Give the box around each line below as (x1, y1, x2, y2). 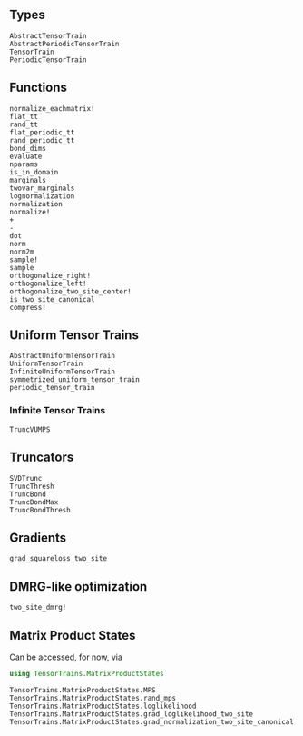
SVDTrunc (9, 473, 43, 482)
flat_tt (9, 112, 39, 121)
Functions (9, 80, 68, 95)
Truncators (9, 450, 74, 465)
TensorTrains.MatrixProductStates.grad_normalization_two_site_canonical (9, 717, 295, 726)
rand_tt (9, 120, 39, 129)
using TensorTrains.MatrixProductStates (9, 669, 165, 678)
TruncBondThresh (9, 505, 71, 514)
